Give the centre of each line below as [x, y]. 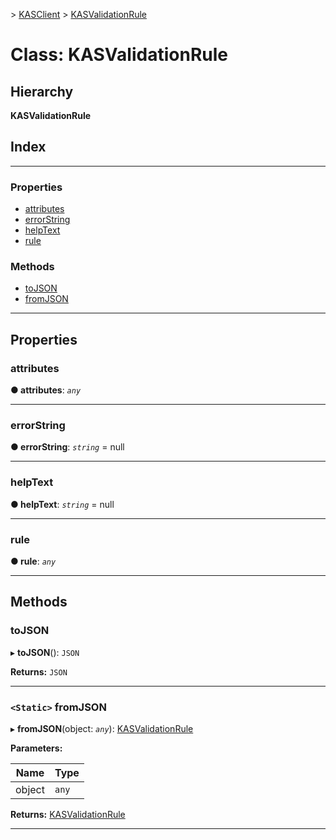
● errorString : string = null [67, 447]
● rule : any [33, 561]
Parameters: [36, 748]
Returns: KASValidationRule [68, 814]
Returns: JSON [39, 671]
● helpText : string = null [62, 504]
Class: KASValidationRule [119, 55]
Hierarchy [42, 91]
